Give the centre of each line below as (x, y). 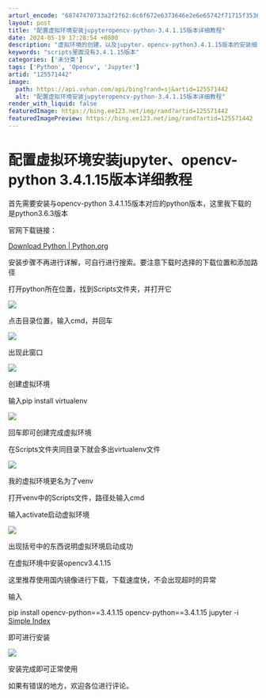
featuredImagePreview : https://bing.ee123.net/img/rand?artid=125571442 (131, 119)
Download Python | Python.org (58, 245)
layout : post (30, 23)
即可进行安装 (29, 637)
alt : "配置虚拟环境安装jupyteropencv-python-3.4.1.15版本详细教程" (120, 97)
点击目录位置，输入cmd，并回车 (61, 321)
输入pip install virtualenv (48, 400)
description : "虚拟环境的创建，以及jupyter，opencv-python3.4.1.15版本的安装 (130, 45)
